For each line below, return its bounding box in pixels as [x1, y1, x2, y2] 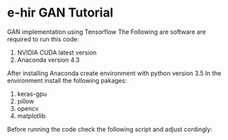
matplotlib [17, 112, 46, 120]
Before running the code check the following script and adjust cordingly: [7, 125, 213, 133]
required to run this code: [7, 34, 79, 43]
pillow [17, 97, 34, 105]
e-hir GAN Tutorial [7, 5, 114, 21]
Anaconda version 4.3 [17, 55, 80, 63]
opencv [17, 104, 39, 112]
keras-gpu [17, 90, 47, 98]
